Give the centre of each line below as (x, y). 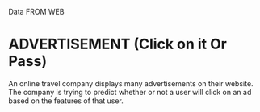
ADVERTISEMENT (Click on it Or (118, 44)
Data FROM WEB (36, 12)
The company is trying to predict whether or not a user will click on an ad (130, 92)
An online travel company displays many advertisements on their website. (131, 83)
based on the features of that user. (66, 101)
